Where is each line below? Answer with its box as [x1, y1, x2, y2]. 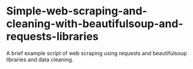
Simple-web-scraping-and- [6, 4, 147, 18]
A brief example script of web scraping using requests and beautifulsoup [6, 49, 188, 56]
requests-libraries [6, 30, 99, 43]
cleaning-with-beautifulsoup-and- [6, 17, 183, 31]
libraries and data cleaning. [6, 56, 74, 63]
